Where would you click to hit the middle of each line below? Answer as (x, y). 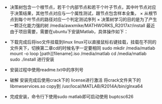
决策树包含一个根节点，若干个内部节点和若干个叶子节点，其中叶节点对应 (83, 7)
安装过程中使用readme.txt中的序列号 (47, 70)
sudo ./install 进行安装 (32, 59)
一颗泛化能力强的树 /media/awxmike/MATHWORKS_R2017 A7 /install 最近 (82, 25)
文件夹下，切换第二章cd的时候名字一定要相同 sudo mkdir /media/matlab (82, 48)
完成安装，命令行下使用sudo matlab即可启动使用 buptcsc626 (71, 96)
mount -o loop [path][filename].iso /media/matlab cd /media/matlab (78, 53)
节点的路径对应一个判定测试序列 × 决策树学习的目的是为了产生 (94, 19)
